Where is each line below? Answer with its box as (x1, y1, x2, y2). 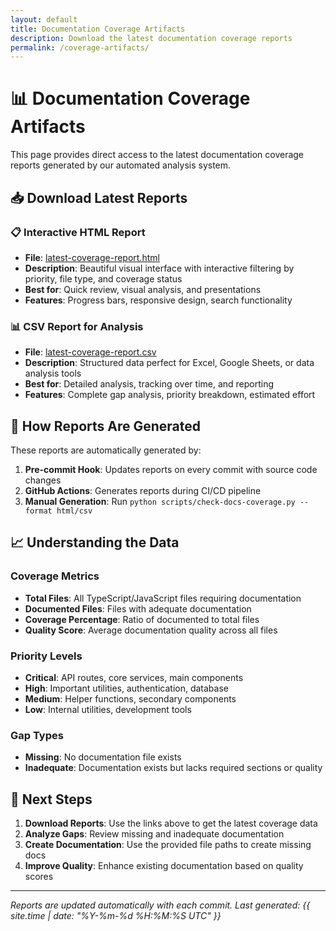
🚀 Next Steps (10, 791, 93, 808)
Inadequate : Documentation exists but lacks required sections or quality (24, 762, 323, 774)
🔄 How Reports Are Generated (10, 417, 201, 435)
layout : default (10, 14, 78, 25)
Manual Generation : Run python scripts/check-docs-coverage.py (24, 495, 296, 507)
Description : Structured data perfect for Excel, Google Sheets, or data (24, 357, 315, 369)
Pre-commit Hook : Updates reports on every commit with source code (24, 463, 318, 475)
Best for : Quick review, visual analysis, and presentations (24, 283, 262, 295)
